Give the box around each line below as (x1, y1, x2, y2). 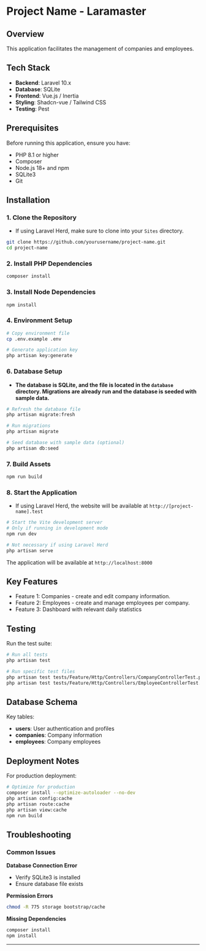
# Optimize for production (6, 784, 75, 790)
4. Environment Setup (6, 316, 72, 325)
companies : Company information (15, 731, 102, 739)
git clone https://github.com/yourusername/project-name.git (6, 239, 166, 245)
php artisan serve (6, 547, 53, 553)
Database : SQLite (15, 85, 61, 93)
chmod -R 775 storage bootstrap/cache (6, 904, 105, 911)
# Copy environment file (6, 330, 70, 336)
